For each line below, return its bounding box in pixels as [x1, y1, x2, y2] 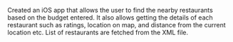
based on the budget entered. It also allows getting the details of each [7, 13, 214, 22]
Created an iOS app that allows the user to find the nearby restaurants [7, 6, 214, 14]
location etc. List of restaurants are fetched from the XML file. [7, 28, 189, 36]
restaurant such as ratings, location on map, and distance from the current [7, 21, 226, 29]
